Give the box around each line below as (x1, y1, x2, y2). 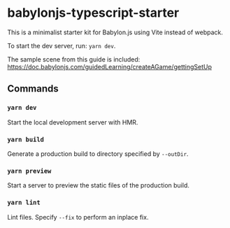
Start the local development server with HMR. (7, 117, 138, 127)
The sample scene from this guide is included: (7, 55, 141, 64)
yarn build (7, 135, 44, 143)
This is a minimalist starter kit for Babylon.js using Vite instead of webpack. (7, 28, 224, 36)
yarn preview (7, 166, 52, 175)
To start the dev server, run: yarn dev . (7, 41, 116, 50)
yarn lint (7, 199, 41, 207)
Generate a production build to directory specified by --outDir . (7, 149, 189, 158)
